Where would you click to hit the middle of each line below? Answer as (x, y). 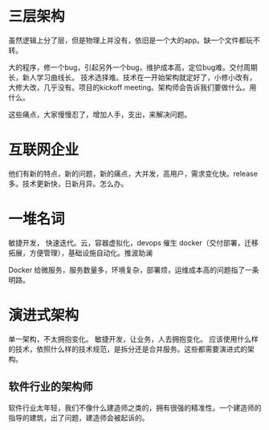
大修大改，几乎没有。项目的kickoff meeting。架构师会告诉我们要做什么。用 (132, 87)
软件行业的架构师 (51, 387)
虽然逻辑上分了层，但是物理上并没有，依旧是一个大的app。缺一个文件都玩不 (134, 40)
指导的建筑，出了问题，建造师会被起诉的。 (79, 417)
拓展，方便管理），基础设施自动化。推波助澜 (80, 253)
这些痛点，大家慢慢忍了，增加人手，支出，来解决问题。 (100, 114)
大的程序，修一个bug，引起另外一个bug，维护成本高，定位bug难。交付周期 (133, 67)
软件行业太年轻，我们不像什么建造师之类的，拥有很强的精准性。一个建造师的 (135, 408)
